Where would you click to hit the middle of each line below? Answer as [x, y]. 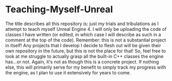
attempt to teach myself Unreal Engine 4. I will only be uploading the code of [86, 29]
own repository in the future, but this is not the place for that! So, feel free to [86, 51]
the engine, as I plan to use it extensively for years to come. [68, 72]
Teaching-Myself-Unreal [59, 9]
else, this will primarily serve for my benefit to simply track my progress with [86, 67]
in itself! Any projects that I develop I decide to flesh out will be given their [83, 45]
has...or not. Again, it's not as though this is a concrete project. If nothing [82, 62]
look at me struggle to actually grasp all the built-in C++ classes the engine [84, 56]
